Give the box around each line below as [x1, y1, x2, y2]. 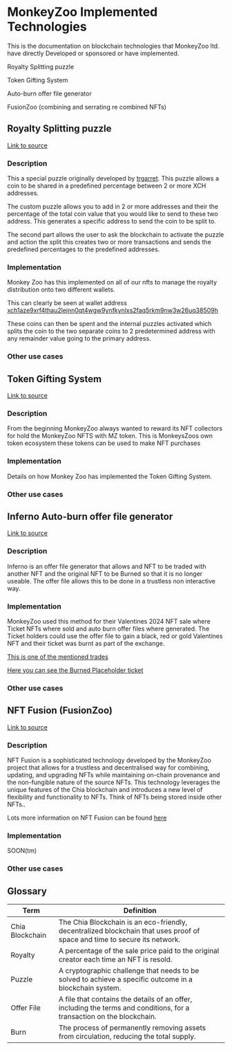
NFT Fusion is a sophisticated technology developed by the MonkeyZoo [7, 756, 212, 765]
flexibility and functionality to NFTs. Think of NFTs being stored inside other [7, 793, 222, 802]
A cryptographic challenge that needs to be [58, 966, 200, 976]
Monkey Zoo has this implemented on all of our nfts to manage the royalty [7, 278, 217, 287]
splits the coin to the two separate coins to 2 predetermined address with [7, 327, 215, 336]
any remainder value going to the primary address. [7, 334, 151, 343]
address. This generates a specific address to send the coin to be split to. [7, 217, 216, 226]
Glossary [7, 885, 47, 897]
